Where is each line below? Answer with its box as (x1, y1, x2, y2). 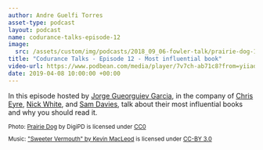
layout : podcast (8, 26, 61, 34)
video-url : (8, 62, 44, 70)
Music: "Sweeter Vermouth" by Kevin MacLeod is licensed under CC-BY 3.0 (8, 135, 213, 143)
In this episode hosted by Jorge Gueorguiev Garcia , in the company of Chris (8, 91, 254, 100)
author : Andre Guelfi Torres (8, 11, 103, 20)
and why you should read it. (8, 107, 98, 117)
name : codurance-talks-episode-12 (8, 33, 121, 41)
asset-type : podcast (8, 19, 76, 27)
